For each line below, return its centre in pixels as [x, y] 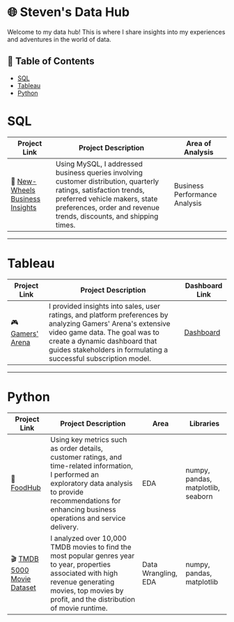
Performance [195, 194]
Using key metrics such [89, 439]
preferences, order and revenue [108, 207]
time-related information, [92, 466]
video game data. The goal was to [104, 332]
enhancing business [83, 509]
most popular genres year [93, 556]
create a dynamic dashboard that [103, 341]
